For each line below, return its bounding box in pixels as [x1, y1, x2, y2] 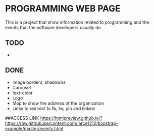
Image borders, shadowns [12, 79, 66, 85]
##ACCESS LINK [5, 115, 40, 121]
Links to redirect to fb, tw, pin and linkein [12, 105, 96, 111]
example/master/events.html [5, 125, 63, 131]
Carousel [12, 84, 31, 90]
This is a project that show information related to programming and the [5, 19, 150, 25]
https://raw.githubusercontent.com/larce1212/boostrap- [5, 120, 118, 126]
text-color [12, 90, 33, 96]
